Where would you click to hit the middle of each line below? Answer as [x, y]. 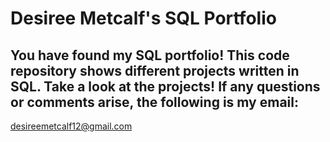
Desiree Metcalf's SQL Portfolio [143, 18]
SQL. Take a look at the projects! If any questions [165, 86]
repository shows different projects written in [155, 70]
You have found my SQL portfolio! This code [150, 55]
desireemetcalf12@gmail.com [71, 126]
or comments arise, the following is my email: [154, 102]
